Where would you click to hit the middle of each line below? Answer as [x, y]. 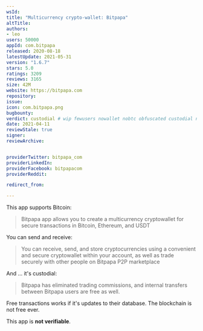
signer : [16, 136]
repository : [21, 96]
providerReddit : [27, 174]
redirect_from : [25, 185]
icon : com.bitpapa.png [35, 107]
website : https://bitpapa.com [44, 91]
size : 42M [19, 85]
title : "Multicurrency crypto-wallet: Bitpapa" [67, 18]
